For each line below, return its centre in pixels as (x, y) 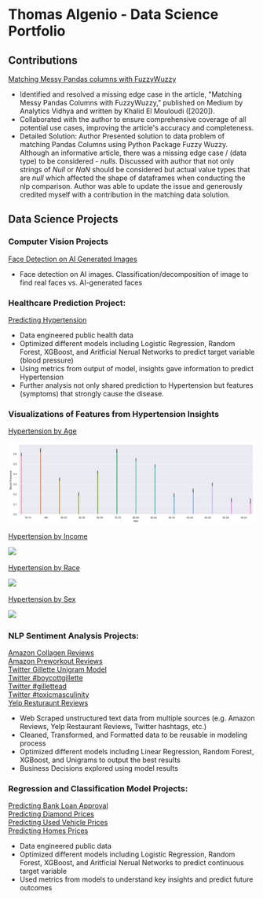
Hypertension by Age (42, 431)
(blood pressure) (47, 360)
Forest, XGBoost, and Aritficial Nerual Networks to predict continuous (132, 863)
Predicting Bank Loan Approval (58, 806)
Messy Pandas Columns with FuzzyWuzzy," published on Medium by (131, 103)
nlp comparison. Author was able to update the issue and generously (131, 186)
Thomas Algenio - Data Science (113, 15)
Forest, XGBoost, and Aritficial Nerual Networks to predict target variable (137, 352)
